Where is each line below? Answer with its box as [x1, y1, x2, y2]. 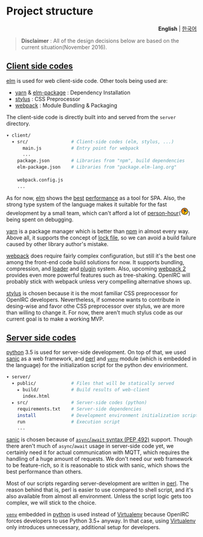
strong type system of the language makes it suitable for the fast [6, 201, 167, 208]
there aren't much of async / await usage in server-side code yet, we [6, 443, 174, 450]
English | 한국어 [158, 25, 197, 32]
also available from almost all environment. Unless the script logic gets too [6, 493, 192, 500]
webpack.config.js [17, 177, 63, 183]
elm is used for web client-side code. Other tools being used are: [6, 77, 168, 84]
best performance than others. [6, 468, 83, 475]
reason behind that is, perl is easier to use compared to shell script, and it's [6, 486, 194, 493]
